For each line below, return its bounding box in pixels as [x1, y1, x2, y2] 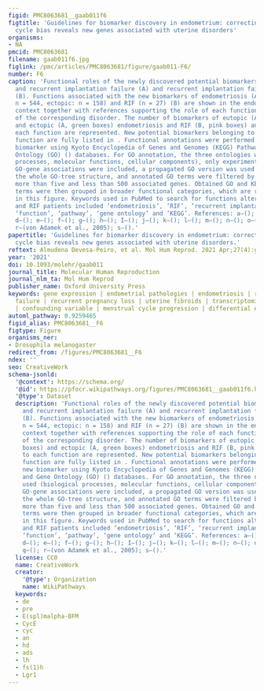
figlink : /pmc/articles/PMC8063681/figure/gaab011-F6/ [8, 63, 192, 71]
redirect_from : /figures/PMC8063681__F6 [8, 348, 143, 357]
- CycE [15, 619, 37, 627]
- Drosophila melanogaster [8, 341, 97, 349]
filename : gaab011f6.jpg [8, 56, 90, 64]
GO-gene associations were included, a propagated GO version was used [15, 165, 255, 173]
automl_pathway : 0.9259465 [8, 312, 97, 320]
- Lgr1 [15, 671, 37, 678]
